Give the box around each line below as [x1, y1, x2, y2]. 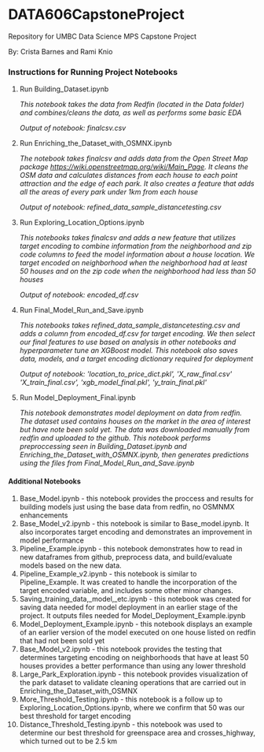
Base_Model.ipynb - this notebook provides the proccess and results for [19, 494, 254, 503]
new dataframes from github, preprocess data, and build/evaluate [19, 553, 233, 562]
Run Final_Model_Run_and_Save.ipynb [19, 306, 144, 315]
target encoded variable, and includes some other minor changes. [19, 586, 234, 595]
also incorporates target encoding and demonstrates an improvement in [19, 528, 253, 537]
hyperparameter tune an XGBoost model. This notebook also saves [19, 346, 238, 355]
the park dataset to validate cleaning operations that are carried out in [19, 678, 246, 687]
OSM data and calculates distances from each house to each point [19, 171, 238, 180]
